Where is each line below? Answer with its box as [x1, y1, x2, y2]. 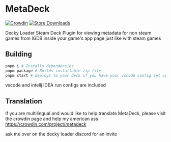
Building [5, 50, 32, 59]
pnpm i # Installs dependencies [5, 63, 74, 69]
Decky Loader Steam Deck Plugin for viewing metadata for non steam [5, 30, 152, 36]
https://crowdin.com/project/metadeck [5, 121, 87, 127]
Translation [5, 97, 42, 105]
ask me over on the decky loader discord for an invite [5, 131, 117, 137]
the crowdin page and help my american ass [5, 116, 98, 122]
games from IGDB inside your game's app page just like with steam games [5, 35, 161, 41]
